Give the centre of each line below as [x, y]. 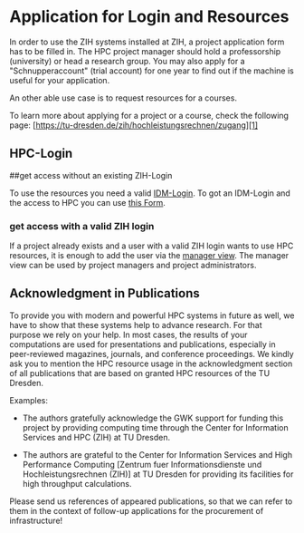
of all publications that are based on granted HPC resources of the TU [140, 373]
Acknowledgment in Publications [105, 293]
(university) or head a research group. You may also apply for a [128, 61]
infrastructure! [36, 520]
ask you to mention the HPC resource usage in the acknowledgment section [151, 363]
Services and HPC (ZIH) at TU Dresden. [96, 437]
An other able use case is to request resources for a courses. [123, 98]
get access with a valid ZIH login [82, 226]
